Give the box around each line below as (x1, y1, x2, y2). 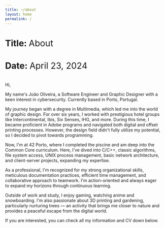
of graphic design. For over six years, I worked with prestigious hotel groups (5, 111, 160, 117)
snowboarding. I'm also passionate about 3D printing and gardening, (5, 197, 144, 203)
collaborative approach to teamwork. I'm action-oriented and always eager (5, 177, 157, 183)
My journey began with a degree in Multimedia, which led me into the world (5, 106, 159, 112)
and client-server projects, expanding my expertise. (5, 157, 110, 163)
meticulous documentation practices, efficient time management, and (5, 172, 146, 178)
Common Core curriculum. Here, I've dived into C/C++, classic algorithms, (5, 147, 156, 153)
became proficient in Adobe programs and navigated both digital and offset (5, 122, 158, 128)
